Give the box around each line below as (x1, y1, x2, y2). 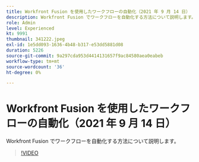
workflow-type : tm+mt (6, 58, 60, 64)
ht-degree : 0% (6, 69, 42, 75)
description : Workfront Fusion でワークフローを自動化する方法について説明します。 (6, 14, 196, 20)
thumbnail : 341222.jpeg (6, 36, 65, 42)
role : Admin (6, 20, 36, 26)
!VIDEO (20, 150, 39, 157)
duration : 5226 (6, 47, 44, 53)
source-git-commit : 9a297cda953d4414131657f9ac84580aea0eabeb (6, 53, 163, 59)
